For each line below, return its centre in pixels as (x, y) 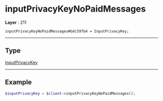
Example (18, 82)
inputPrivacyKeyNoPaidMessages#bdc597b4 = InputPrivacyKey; (67, 31)
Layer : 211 (16, 22)
